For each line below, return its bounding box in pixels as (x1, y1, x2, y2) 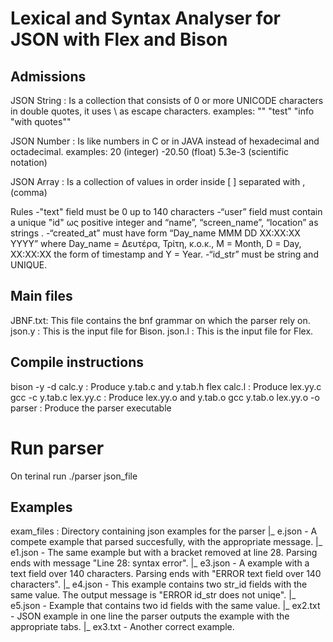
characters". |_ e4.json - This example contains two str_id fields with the (10, 578, 308, 591)
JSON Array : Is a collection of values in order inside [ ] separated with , (10, 176, 306, 187)
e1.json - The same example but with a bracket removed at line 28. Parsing (10, 547, 318, 559)
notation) (10, 157, 48, 168)
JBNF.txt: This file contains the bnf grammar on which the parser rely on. (10, 314, 311, 326)
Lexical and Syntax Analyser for (10, 7, 281, 30)
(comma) (10, 187, 48, 198)
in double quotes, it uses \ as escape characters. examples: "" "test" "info (10, 105, 315, 117)
